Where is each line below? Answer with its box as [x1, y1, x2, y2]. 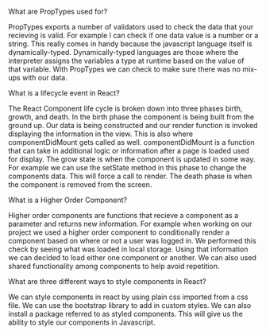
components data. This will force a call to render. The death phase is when [8, 171, 253, 181]
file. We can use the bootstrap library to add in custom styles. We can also [8, 301, 252, 310]
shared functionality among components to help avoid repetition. [8, 262, 220, 271]
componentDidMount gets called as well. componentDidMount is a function [8, 138, 256, 146]
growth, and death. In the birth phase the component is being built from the [8, 112, 255, 122]
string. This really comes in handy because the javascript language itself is [8, 39, 253, 49]
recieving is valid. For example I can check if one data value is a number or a [8, 31, 259, 40]
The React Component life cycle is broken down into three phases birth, [8, 103, 243, 113]
